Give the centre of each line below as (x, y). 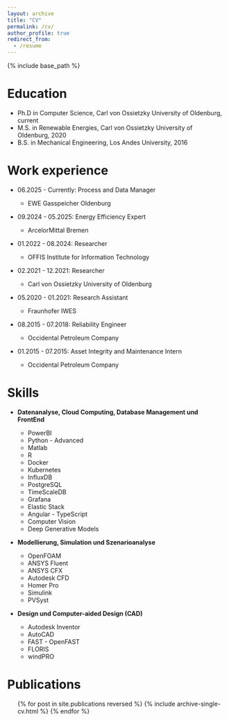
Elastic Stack (46, 506)
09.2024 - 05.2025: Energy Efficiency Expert (82, 217)
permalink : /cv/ (31, 26)
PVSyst (38, 600)
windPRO (41, 656)
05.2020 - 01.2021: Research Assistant (73, 297)
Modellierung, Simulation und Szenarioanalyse (86, 542)
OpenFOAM (44, 556)
